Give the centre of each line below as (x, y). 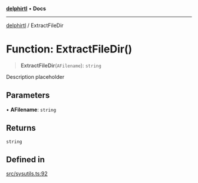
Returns (21, 128)
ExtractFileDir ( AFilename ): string (61, 65)
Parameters (28, 96)
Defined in (26, 159)
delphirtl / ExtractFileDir (35, 25)
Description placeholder (35, 76)
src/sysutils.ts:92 (27, 174)
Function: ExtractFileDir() (69, 49)
